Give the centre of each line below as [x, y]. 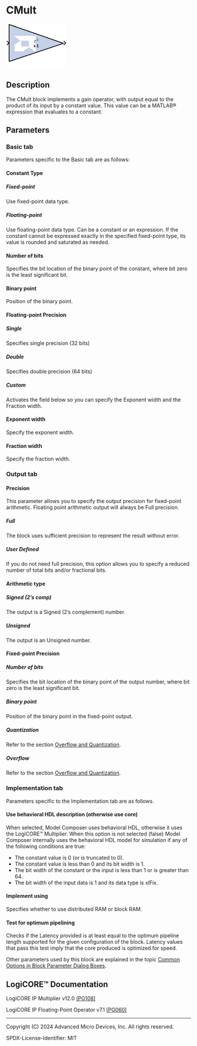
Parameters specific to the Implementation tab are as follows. [80, 801]
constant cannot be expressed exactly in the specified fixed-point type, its [96, 236]
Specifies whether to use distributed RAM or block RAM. [74, 909]
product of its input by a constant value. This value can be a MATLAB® [91, 105]
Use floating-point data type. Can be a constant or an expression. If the [92, 229]
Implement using [27, 896]
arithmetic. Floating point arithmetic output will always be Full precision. [93, 507]
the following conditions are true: [46, 846]
